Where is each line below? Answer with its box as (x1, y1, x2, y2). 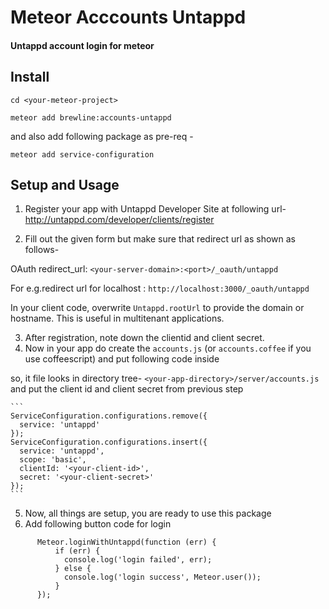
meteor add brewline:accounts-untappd (10, 112, 172, 123)
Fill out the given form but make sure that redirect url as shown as (24, 233, 297, 245)
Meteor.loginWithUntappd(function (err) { (36, 537, 217, 548)
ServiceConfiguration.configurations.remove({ (10, 411, 208, 421)
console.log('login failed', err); (63, 555, 213, 565)
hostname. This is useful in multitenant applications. (10, 312, 225, 325)
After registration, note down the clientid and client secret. (24, 332, 265, 344)
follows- (24, 244, 60, 256)
